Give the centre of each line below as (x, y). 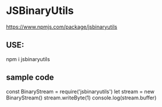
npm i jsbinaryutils (28, 59)
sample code (30, 78)
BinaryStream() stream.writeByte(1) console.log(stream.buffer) (81, 98)
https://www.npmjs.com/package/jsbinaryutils (62, 27)
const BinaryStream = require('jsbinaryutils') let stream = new (80, 91)
